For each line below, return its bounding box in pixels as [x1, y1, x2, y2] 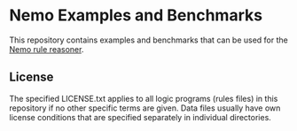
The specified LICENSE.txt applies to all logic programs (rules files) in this [9, 93, 278, 104]
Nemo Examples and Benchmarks [9, 5, 263, 26]
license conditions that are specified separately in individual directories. [9, 112, 272, 122]
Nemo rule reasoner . [9, 43, 84, 54]
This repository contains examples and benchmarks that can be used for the [9, 35, 288, 45]
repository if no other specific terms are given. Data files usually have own [9, 103, 281, 113]
